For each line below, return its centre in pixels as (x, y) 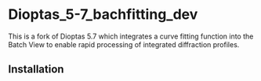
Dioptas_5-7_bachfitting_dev (103, 15)
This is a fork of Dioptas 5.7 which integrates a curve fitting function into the (131, 36)
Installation (36, 70)
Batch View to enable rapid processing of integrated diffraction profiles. (124, 44)
